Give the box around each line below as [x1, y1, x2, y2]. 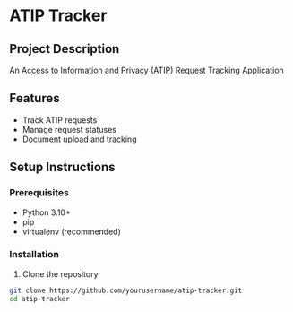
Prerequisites [9, 186, 69, 199]
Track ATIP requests [22, 114, 98, 126]
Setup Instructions [9, 160, 116, 175]
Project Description [9, 41, 120, 56]
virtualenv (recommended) [22, 226, 121, 237]
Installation [9, 248, 60, 261]
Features [9, 91, 60, 106]
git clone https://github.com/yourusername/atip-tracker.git [9, 286, 243, 295]
